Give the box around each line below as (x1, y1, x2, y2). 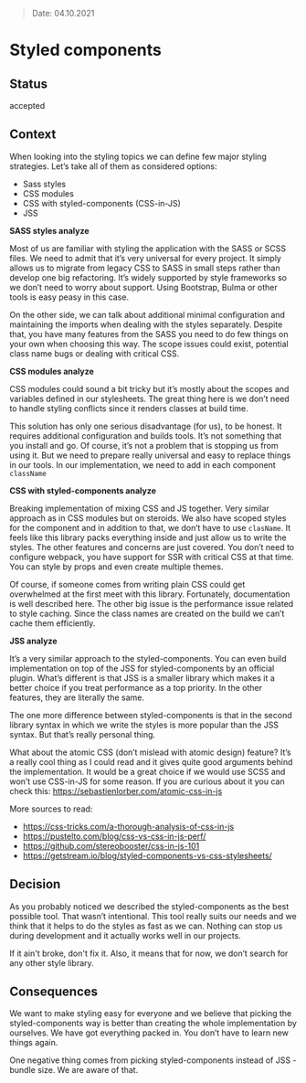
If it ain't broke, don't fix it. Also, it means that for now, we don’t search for (9, 948, 289, 959)
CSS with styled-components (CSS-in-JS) (22, 197, 181, 208)
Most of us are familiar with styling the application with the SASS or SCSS (9, 242, 287, 254)
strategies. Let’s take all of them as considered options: (9, 160, 217, 172)
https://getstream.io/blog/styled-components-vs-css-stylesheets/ (22, 850, 272, 861)
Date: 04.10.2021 (31, 8, 95, 18)
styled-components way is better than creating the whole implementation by (9, 1018, 297, 1029)
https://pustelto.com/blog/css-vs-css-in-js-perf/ (22, 831, 206, 842)
